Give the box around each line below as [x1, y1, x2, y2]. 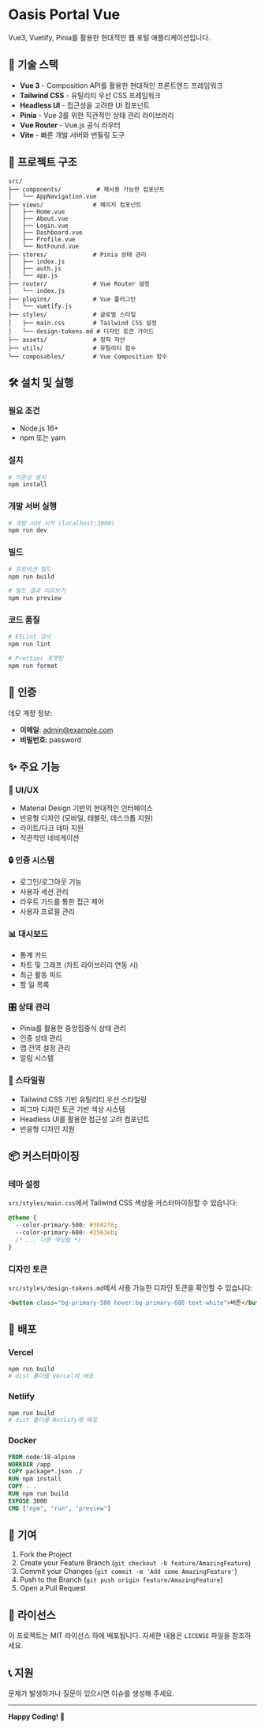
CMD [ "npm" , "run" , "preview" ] [8, 1504, 111, 1512]
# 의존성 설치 [8, 473, 47, 481]
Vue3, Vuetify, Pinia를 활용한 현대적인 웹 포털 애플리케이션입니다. [8, 32, 211, 42]
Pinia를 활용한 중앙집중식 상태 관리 [19, 1023, 126, 1033]
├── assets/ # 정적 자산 [8, 336, 126, 343]
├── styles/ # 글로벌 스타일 [8, 310, 136, 318]
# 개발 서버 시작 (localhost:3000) [8, 519, 115, 527]
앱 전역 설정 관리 [19, 1043, 71, 1053]
